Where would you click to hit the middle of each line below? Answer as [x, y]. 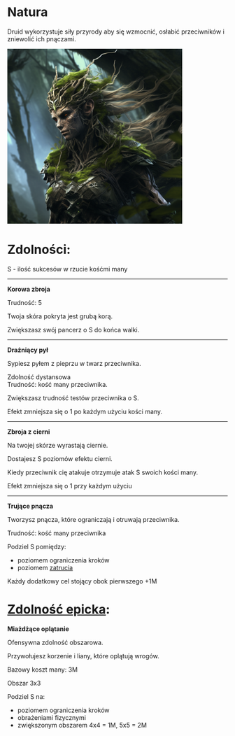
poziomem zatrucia [45, 567]
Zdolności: [39, 250]
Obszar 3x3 [24, 683]
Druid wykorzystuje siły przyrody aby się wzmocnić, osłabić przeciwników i [116, 31]
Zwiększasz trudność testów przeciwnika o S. [73, 398]
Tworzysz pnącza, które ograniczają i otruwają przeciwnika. [93, 519]
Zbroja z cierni [29, 432]
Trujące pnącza [30, 506]
